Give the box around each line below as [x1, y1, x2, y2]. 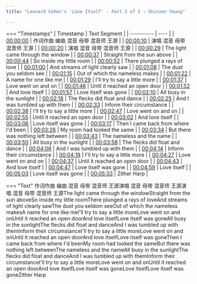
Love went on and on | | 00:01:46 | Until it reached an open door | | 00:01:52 [6, 82, 190, 89]
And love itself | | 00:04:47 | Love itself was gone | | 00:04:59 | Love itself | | [6, 163, 191, 171]
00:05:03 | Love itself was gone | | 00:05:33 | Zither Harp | [6, 170, 148, 177]
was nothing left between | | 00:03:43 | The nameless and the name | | [6, 132, 178, 139]
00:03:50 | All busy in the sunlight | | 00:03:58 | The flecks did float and [6, 138, 180, 146]
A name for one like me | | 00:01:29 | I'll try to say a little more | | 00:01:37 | [6, 76, 187, 83]
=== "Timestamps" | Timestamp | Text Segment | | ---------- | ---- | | [6, 30, 175, 37]
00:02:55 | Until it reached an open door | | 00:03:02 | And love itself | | [6, 113, 179, 121]
